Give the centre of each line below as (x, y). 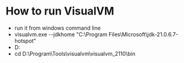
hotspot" (25, 41)
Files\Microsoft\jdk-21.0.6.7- (144, 34)
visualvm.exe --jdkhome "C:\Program (61, 34)
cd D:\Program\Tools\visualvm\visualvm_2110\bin (75, 53)
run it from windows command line (57, 28)
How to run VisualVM (60, 11)
